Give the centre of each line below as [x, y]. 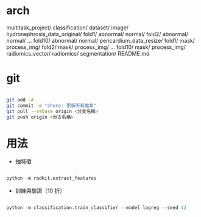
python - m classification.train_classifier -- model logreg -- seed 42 [97, 208]
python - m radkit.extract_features [51, 178]
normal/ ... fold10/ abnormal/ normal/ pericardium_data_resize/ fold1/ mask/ [101, 40]
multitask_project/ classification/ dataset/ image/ [68, 28]
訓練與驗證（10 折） [40, 191]
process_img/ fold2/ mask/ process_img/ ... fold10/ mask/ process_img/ [96, 47]
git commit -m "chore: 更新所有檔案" [51, 105]
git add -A [20, 100]
